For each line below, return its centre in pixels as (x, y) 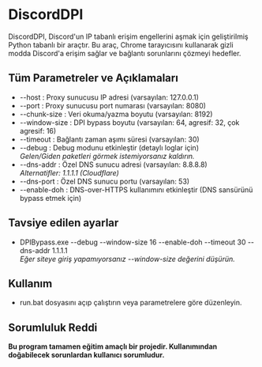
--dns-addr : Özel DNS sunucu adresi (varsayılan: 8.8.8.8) (113, 165)
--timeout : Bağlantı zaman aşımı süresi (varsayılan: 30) (109, 139)
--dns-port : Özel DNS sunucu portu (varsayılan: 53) (105, 181)
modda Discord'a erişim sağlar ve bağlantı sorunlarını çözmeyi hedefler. (125, 53)
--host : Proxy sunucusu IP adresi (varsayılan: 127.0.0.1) (109, 97)
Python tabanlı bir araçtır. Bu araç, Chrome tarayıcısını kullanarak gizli (121, 44)
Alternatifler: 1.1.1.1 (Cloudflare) (69, 172)
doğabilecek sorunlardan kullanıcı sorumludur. (86, 355)
